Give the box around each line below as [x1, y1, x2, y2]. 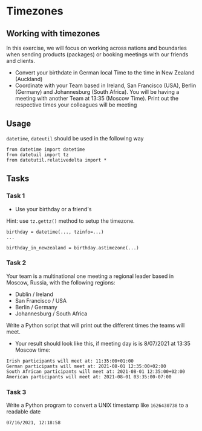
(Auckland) [15, 76, 43, 82]
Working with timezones [6, 28, 100, 39]
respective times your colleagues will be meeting [15, 101, 137, 108]
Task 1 [6, 192, 25, 200]
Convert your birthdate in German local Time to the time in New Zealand [15, 69, 195, 76]
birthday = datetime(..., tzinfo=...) [6, 229, 104, 235]
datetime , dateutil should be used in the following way [6, 134, 144, 142]
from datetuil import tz [6, 151, 69, 158]
